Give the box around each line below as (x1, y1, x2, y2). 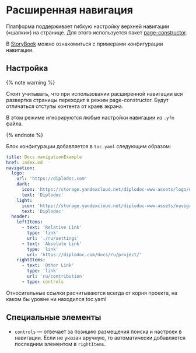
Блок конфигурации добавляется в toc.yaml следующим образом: (6, 142, 171, 149)
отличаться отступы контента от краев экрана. (6, 103, 124, 110)
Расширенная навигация (6, 4, 133, 17)
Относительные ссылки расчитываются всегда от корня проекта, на (6, 289, 178, 296)
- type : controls (21, 278, 64, 285)
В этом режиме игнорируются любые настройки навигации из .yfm (6, 114, 174, 121)
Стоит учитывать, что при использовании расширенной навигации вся (6, 90, 183, 97)
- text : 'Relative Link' (21, 225, 82, 230)
